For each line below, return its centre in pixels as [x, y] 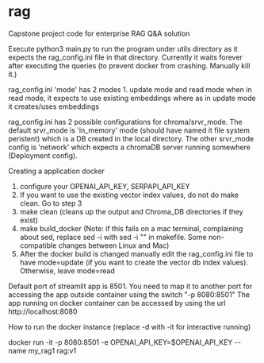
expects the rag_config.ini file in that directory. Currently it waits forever [126, 57]
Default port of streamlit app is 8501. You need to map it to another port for [130, 286]
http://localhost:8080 [43, 311]
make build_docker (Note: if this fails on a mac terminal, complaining [131, 228]
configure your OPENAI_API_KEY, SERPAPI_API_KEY [105, 186]
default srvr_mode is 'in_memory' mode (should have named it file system [129, 130]
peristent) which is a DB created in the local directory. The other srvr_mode [131, 138]
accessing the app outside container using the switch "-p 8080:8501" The [129, 294]
